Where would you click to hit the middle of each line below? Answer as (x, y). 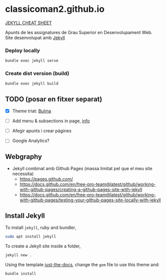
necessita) (23, 174)
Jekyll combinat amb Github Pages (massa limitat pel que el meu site (82, 169)
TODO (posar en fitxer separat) (54, 99)
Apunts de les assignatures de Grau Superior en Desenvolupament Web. (79, 32)
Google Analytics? (31, 141)
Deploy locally (23, 50)
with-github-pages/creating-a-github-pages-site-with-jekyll (81, 189)
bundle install (21, 274)
